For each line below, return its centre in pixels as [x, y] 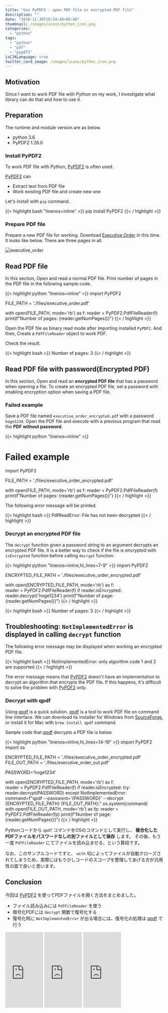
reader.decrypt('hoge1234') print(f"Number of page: [59, 596]
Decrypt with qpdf [28, 701]
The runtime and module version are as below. [53, 127]
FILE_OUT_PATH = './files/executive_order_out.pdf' [57, 762]
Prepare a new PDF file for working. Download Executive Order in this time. [83, 235]
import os [15, 747]
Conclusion [24, 882]
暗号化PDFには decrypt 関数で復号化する [55, 912]
